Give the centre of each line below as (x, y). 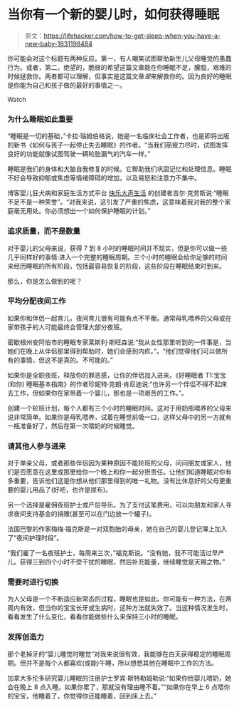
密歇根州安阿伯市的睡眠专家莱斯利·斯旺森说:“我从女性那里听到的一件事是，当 (119, 342)
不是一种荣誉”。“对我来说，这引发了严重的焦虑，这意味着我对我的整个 (122, 202)
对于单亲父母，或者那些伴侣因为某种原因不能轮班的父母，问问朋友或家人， (116, 463)
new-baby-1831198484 (58, 43)
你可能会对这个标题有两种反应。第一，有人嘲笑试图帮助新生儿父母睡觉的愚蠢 (119, 58)
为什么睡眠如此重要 (40, 119)
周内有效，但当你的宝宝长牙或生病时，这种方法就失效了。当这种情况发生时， (119, 608)
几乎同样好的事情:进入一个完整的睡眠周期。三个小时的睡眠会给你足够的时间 (117, 257)
